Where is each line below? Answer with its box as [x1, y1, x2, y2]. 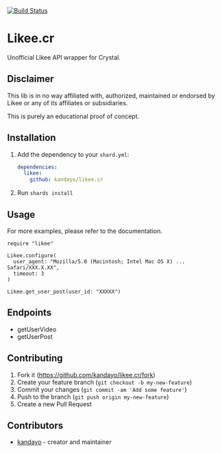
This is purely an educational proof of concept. [7, 112, 140, 120]
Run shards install [16, 189, 73, 197]
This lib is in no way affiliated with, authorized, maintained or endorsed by [7, 91, 216, 100]
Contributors [7, 420, 64, 432]
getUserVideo [16, 325, 57, 333]
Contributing [7, 353, 63, 364]
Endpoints [7, 307, 52, 319]
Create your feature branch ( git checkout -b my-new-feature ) [16, 378, 193, 386]
